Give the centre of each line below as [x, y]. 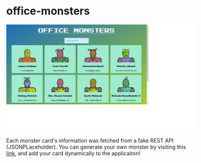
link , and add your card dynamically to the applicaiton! [73, 153]
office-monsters [48, 11]
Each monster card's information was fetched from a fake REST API [90, 140]
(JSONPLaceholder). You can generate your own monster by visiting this [96, 147]
